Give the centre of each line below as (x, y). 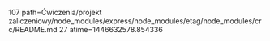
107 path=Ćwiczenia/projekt (55, 12)
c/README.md (33, 29)
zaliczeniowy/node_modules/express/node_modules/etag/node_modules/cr (135, 21)
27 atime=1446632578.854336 (111, 29)
